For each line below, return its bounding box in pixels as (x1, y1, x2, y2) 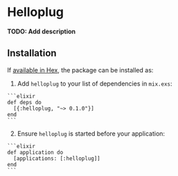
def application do (7, 149, 64, 156)
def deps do (7, 99, 42, 106)
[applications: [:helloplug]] (13, 154, 100, 162)
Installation (7, 47, 57, 59)
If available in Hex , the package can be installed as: (7, 65, 154, 74)
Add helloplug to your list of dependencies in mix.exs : (17, 79, 172, 88)
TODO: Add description (7, 27, 76, 35)
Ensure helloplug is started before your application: (17, 129, 165, 138)
